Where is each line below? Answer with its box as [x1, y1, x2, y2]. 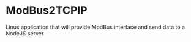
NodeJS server [6, 29, 44, 37]
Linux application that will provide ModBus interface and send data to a [6, 23, 185, 31]
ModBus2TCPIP [6, 4, 88, 17]
